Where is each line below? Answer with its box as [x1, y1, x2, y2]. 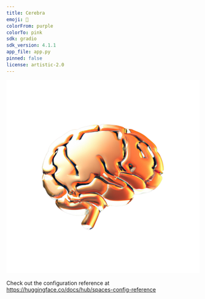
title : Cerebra [6, 10, 45, 16]
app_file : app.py [6, 49, 51, 55]
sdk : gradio [6, 36, 37, 42]
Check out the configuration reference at [6, 279, 110, 287]
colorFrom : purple [6, 23, 53, 29]
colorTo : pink [6, 29, 43, 36]
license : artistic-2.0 [6, 61, 64, 68]
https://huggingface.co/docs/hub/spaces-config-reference [6, 285, 157, 293]
